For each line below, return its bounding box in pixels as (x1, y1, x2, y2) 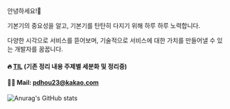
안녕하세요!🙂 (7, 7, 42, 15)
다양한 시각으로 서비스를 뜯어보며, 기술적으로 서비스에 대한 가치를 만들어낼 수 (7, 36, 216, 44)
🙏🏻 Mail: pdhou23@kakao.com (7, 78, 99, 87)
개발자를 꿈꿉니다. (14, 45, 63, 53)
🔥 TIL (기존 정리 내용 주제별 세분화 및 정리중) (7, 62, 128, 70)
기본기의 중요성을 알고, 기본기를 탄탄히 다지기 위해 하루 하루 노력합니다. (7, 22, 201, 30)
